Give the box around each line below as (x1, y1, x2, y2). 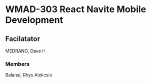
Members (5, 60, 29, 67)
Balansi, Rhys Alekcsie (5, 72, 52, 78)
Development (5, 14, 64, 26)
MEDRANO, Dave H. (5, 48, 47, 54)
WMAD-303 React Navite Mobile (5, 4, 146, 15)
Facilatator (5, 34, 40, 43)
